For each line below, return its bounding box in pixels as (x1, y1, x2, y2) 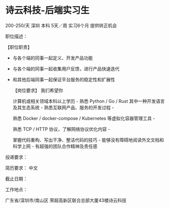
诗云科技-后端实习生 (5, 5, 90, 16)
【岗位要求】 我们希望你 (12, 87, 63, 93)
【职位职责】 (5, 44, 32, 50)
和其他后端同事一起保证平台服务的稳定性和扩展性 (12, 76, 115, 82)
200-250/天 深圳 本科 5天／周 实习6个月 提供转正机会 (5, 22, 117, 28)
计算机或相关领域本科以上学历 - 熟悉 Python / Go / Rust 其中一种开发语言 (12, 98, 165, 104)
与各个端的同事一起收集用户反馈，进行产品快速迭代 (12, 66, 120, 72)
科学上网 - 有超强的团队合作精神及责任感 (12, 143, 98, 149)
